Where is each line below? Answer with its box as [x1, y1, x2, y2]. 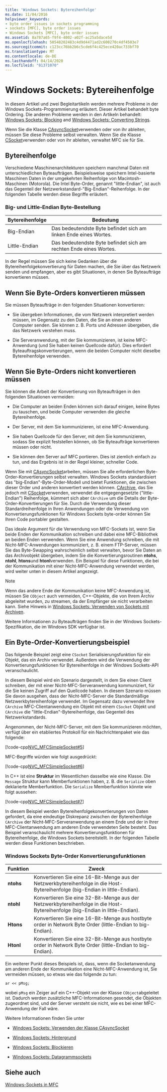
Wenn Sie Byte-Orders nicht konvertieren [5, 367, 136, 376]
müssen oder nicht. [12, 444, 52, 450]
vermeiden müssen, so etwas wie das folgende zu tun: [5, 971, 117, 977]
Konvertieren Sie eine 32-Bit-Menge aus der [34, 894, 139, 901]
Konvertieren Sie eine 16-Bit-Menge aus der [34, 874, 139, 881]
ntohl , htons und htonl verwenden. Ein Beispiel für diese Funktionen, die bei [5, 557, 159, 563]
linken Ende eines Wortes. [51, 231, 112, 238]
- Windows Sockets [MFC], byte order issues [5, 30, 99, 35]
